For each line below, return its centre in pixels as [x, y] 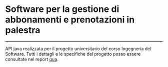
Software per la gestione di [62, 9]
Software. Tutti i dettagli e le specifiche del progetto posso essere [73, 54]
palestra [23, 30]
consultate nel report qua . [32, 59]
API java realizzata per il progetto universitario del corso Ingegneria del [78, 49]
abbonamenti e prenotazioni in [70, 20]
